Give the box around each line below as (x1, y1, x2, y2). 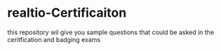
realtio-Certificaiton (7, 5, 127, 21)
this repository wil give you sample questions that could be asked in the (7, 28, 215, 36)
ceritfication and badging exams (7, 35, 100, 43)
